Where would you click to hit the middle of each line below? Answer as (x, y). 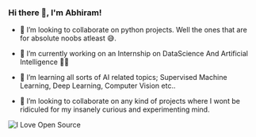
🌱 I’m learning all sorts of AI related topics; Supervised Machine (123, 78)
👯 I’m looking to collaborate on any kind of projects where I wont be (130, 101)
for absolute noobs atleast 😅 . (68, 38)
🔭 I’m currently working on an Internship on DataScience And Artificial (134, 54)
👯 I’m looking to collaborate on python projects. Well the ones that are (133, 30)
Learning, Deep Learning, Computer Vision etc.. (97, 86)
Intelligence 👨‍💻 (44, 62)
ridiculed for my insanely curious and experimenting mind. (115, 109)
